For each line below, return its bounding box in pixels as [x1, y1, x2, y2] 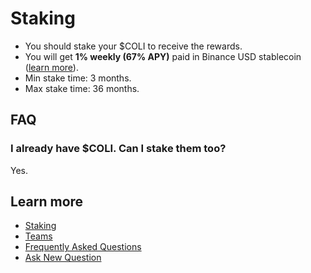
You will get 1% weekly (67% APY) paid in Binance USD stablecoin [24, 50, 302, 62]
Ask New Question [24, 252, 102, 264]
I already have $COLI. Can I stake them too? [10, 142, 227, 156]
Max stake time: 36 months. [24, 82, 140, 94]
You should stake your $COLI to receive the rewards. [24, 40, 243, 52]
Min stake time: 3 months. [24, 72, 132, 84]
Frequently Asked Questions [24, 241, 142, 253]
